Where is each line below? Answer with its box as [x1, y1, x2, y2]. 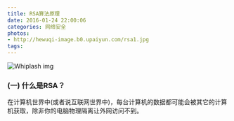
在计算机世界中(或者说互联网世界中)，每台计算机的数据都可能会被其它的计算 [7, 98, 228, 106]
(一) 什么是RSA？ [7, 80, 65, 90]
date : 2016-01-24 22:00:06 [7, 17, 86, 24]
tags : [7, 43, 23, 50]
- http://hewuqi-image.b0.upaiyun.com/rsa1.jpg [7, 36, 150, 43]
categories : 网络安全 [7, 23, 67, 30]
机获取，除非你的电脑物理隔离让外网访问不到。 [7, 106, 143, 115]
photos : [7, 29, 30, 37]
